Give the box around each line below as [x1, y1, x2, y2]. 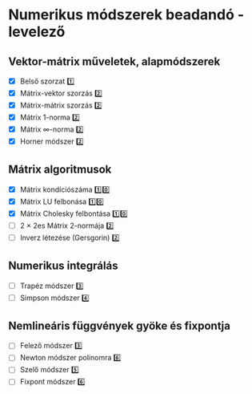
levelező [8, 22, 66, 41]
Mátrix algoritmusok [8, 163, 112, 177]
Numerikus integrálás [8, 259, 118, 273]
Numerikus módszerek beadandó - [8, 6, 245, 24]
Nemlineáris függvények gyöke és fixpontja [8, 319, 230, 333]
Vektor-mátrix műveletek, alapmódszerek [8, 55, 221, 68]
